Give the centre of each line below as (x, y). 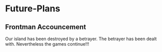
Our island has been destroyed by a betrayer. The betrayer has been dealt (81, 39)
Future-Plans (33, 9)
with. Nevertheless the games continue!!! (47, 44)
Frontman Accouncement (46, 27)
